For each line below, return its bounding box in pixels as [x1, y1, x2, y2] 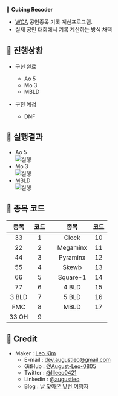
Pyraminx [58, 253, 86, 262]
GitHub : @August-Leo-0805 [24, 362, 97, 370]
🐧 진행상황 [6, 46, 44, 56]
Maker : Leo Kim [15, 350, 56, 357]
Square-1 [57, 273, 87, 281]
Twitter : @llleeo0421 [24, 369, 77, 377]
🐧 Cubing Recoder [6, 6, 53, 13]
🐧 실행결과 [6, 132, 44, 143]
